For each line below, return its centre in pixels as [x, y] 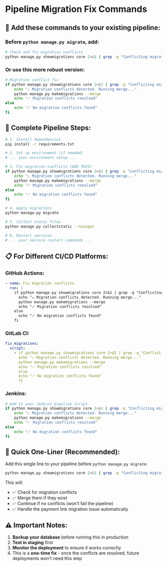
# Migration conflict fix [32, 80]
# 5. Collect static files [33, 222]
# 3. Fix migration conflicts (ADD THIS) [49, 167]
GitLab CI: [17, 333]
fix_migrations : [22, 344]
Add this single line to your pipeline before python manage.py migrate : [76, 464]
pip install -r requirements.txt [40, 144]
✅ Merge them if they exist [40, 498]
